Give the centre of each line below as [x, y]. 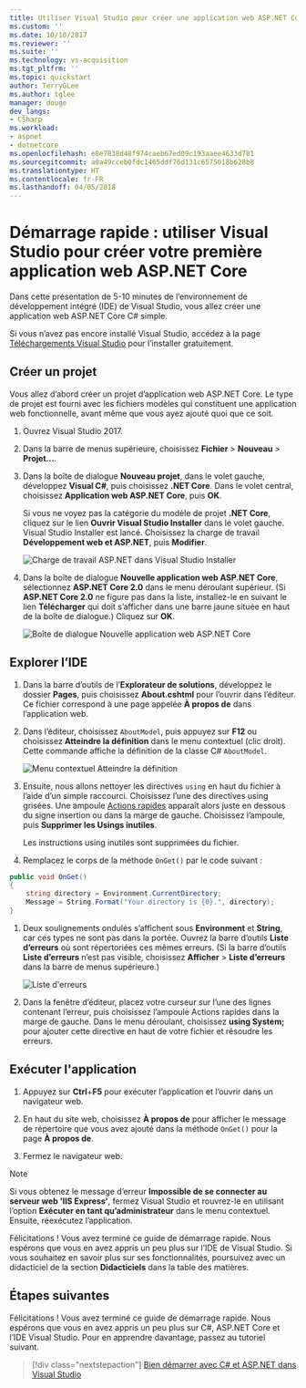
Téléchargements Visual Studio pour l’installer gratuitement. [122, 344]
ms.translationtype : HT [55, 171]
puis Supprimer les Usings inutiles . [90, 824]
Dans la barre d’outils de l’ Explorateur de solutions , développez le [147, 684]
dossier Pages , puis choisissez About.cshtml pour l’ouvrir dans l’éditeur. [159, 694]
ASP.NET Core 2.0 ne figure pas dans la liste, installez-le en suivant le [154, 596]
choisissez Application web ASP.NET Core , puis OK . [122, 495]
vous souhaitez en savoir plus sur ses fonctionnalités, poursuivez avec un [148, 1257]
